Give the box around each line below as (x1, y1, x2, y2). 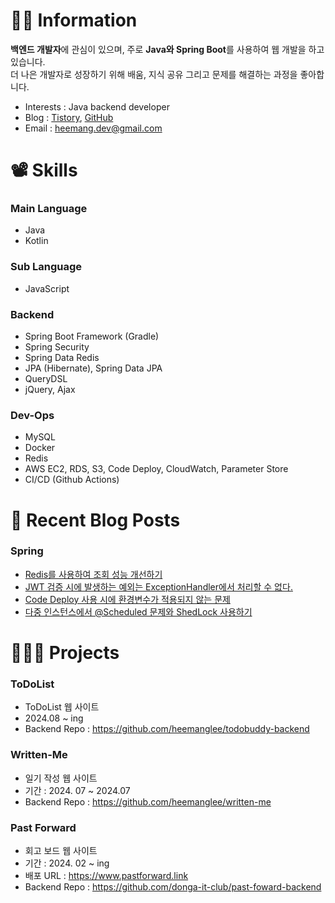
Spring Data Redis (24, 352, 100, 364)
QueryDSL (24, 373, 68, 385)
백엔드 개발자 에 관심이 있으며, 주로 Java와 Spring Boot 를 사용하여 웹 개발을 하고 (10, 43, 325, 55)
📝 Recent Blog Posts (10, 509, 181, 531)
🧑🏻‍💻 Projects (10, 641, 120, 664)
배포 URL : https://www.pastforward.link (24, 869, 189, 881)
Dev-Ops (10, 408, 55, 422)
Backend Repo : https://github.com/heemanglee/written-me (24, 795, 272, 808)
